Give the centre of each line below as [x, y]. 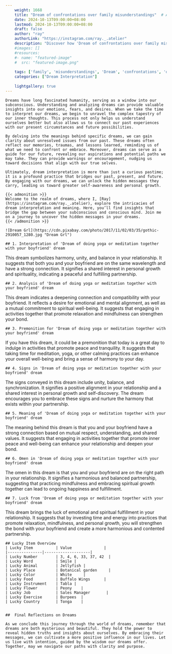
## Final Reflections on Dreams [41, 615]
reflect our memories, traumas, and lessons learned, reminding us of [82, 145]
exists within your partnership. [37, 404]
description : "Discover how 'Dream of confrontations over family [87, 44]
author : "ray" [29, 34]
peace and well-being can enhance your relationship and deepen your [79, 444]
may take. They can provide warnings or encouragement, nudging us [79, 159]
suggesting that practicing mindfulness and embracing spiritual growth [80, 483]
